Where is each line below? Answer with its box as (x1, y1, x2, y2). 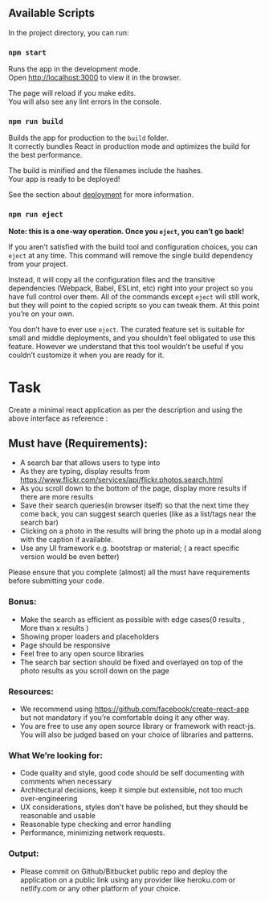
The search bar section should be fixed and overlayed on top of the (19, 657, 243, 667)
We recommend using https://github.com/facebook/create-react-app (19, 704, 250, 714)
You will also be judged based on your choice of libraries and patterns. (19, 730, 255, 739)
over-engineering (19, 794, 78, 804)
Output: (8, 848, 39, 859)
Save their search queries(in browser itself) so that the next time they (19, 500, 250, 510)
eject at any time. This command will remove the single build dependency (8, 250, 254, 260)
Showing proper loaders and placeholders (19, 632, 159, 641)
